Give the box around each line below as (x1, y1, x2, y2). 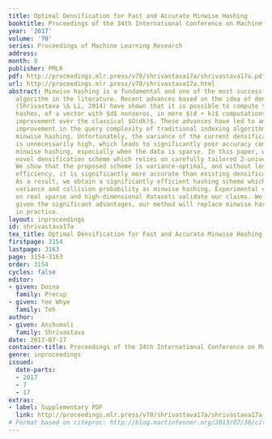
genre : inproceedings (8, 351, 82, 359)
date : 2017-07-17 (8, 335, 67, 344)
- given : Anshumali (8, 321, 74, 329)
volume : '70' (8, 34, 53, 43)
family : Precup (15, 291, 67, 299)
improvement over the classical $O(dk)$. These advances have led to (15, 117, 255, 126)
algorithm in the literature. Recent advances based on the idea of (15, 95, 252, 103)
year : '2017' (8, 27, 53, 35)
